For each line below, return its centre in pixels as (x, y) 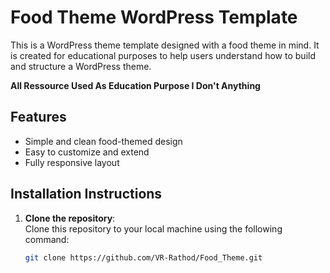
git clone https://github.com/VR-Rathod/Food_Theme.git (143, 257)
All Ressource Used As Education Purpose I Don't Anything (135, 85)
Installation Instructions (86, 194)
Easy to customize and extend (87, 152)
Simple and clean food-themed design (103, 141)
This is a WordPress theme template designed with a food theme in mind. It (165, 45)
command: (47, 239)
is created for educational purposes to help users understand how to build (163, 55)
